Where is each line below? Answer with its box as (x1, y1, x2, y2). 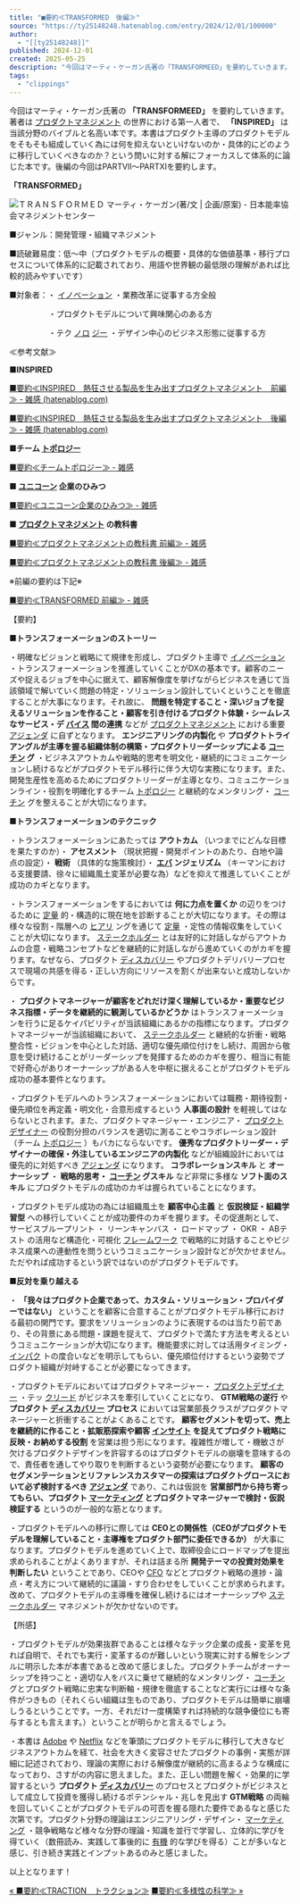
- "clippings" (17, 79, 70, 88)
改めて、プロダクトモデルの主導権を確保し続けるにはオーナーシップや (9, 1589, 268, 1599)
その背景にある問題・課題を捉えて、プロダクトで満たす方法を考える (24, 1328, 274, 1339)
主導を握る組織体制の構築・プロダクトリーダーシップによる (47, 740, 267, 751)
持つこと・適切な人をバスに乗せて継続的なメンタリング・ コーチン (39, 1672, 286, 1683)
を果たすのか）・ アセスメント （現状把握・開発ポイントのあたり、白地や (9, 846, 276, 856)
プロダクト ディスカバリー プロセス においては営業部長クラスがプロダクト (9, 1403, 280, 1414)
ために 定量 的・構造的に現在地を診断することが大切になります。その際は (16, 909, 287, 920)
